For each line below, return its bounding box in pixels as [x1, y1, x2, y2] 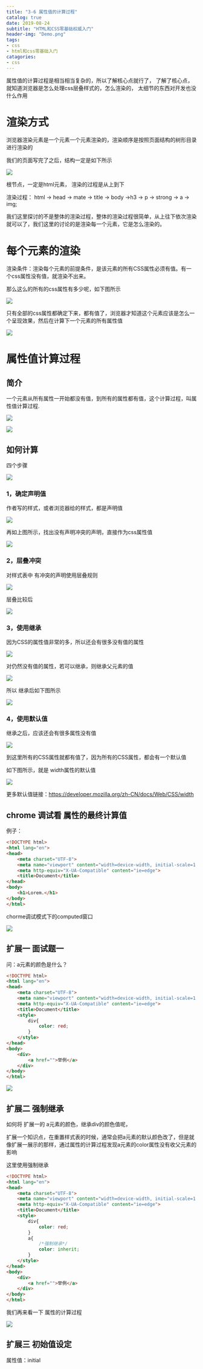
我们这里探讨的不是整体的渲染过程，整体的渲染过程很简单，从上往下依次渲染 [6, 213, 197, 221]
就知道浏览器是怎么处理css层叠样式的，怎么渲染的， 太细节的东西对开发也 [6, 84, 192, 91]
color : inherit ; [38, 1246, 80, 1252]
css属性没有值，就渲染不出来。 [11, 272, 89, 280]
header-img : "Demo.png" [6, 31, 66, 37]
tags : [6, 37, 20, 43]
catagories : [6, 54, 36, 60]
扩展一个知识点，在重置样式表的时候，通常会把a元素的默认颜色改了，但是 [6, 1133, 189, 1141]
